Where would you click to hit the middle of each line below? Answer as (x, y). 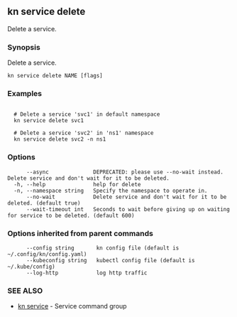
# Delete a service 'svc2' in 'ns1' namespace (84, 133)
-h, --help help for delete (77, 184)
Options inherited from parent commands (81, 233)
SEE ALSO (25, 291)
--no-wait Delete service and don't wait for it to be (126, 197)
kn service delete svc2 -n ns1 (60, 139)
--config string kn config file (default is (103, 248)
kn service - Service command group (72, 306)
